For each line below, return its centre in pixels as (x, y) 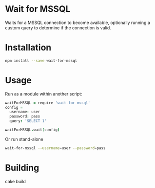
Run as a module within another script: (44, 94)
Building (22, 168)
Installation (28, 48)
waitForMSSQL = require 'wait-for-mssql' (48, 103)
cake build (15, 181)
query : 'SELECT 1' (28, 121)
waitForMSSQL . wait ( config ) (32, 130)
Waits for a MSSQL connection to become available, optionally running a (77, 23)
